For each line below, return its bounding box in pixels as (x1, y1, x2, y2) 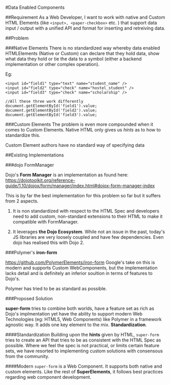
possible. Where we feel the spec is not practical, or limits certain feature (5, 343, 160, 348)
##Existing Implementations (5, 152, 64, 158)
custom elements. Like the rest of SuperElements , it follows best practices (5, 369, 163, 375)
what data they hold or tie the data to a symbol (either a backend (5, 56, 142, 62)
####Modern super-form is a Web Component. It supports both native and (5, 363, 162, 369)
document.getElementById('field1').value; (5, 103, 97, 108)
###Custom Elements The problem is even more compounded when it (5, 121, 154, 127)
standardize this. (5, 132, 40, 138)
